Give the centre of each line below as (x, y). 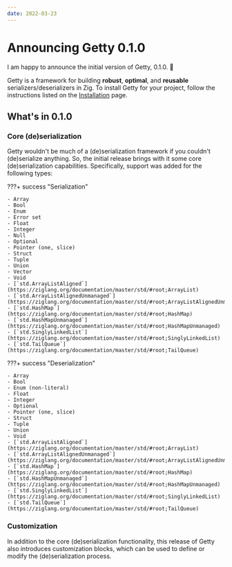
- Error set (24, 218)
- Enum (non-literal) (38, 388)
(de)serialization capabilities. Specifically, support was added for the (105, 166)
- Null (17, 236)
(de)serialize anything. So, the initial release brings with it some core (104, 159)
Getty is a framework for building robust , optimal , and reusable (98, 80)
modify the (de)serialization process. (59, 556)
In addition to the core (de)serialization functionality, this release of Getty (111, 541)
